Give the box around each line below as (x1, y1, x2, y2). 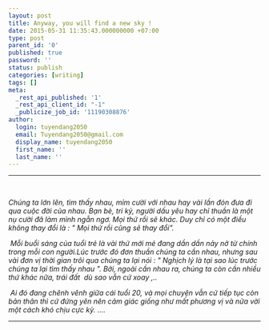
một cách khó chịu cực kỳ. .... (8, 305, 106, 315)
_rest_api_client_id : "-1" (15, 101, 106, 109)
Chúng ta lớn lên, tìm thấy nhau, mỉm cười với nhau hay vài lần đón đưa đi (8, 197, 252, 208)
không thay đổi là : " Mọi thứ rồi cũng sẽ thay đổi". (8, 223, 175, 233)
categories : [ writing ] (8, 71, 84, 79)
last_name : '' (15, 153, 62, 161)
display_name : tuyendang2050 (15, 137, 113, 146)
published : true (8, 49, 62, 57)
